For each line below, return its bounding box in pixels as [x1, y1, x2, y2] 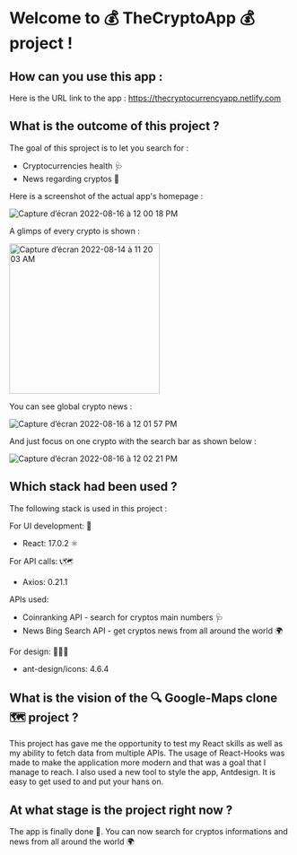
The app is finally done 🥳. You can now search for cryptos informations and [9, 826, 289, 837]
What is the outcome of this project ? [9, 118, 220, 134]
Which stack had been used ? [9, 479, 178, 494]
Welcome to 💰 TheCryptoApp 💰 [9, 8, 256, 29]
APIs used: [9, 594, 49, 605]
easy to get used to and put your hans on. [9, 776, 164, 787]
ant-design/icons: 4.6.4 [22, 663, 109, 674]
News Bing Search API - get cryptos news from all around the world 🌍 [22, 625, 284, 636]
